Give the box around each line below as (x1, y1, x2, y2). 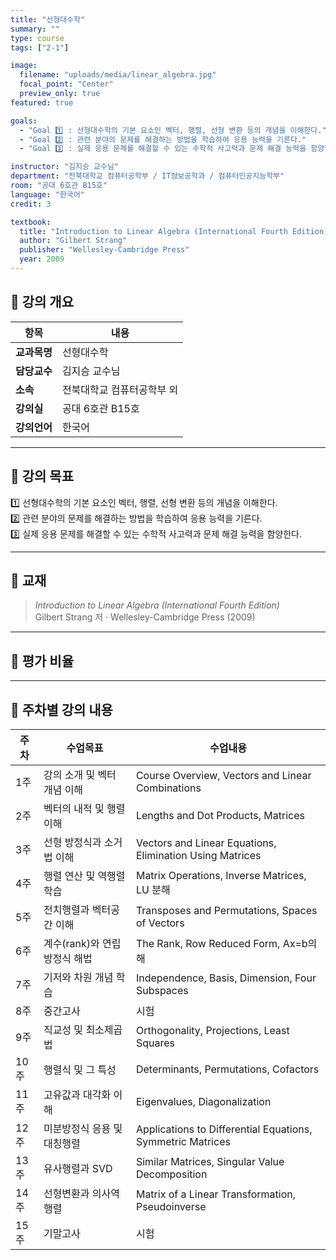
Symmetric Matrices (135, 1134, 231, 1148)
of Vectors (135, 916, 185, 930)
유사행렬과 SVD (43, 1161, 113, 1175)
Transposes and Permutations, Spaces (135, 903, 318, 917)
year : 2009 (19, 254, 65, 265)
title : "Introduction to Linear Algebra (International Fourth (19, 226, 288, 236)
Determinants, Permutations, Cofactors (135, 1062, 320, 1076)
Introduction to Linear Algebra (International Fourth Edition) (34, 599, 280, 611)
